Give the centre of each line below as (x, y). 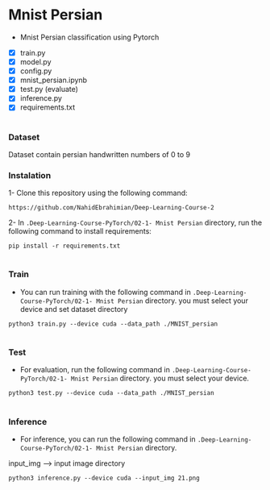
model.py (35, 62)
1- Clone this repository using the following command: (98, 193)
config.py (36, 71)
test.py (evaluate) (49, 89)
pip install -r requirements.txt (64, 246)
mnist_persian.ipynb (53, 80)
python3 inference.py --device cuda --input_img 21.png (104, 478)
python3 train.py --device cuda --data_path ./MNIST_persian (113, 324)
